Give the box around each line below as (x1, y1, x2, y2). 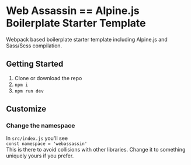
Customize (6, 104, 47, 114)
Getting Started (6, 59, 64, 69)
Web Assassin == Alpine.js (6, 4, 140, 18)
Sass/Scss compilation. (6, 42, 62, 49)
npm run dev (14, 88, 44, 94)
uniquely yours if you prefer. (6, 152, 74, 159)
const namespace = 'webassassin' (6, 141, 88, 147)
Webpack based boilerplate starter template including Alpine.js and (6, 36, 168, 43)
